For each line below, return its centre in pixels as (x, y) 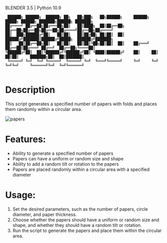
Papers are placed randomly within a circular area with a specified (81, 169)
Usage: (21, 195)
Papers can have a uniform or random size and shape (68, 158)
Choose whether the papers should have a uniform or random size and (86, 220)
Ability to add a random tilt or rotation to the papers (66, 164)
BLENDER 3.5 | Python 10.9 (33, 8)
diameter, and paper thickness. (45, 214)
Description (30, 90)
